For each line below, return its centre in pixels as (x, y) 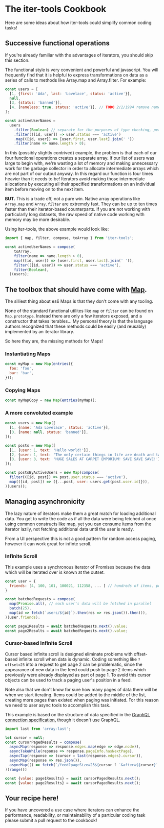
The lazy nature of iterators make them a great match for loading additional (81, 513)
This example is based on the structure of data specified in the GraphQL (78, 714)
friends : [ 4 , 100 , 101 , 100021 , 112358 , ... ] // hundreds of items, (82, 586)
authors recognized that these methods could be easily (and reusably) (76, 326)
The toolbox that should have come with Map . (76, 289)
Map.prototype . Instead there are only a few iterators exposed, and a (74, 316)
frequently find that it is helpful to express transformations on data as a (76, 75)
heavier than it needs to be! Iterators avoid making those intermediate (75, 179)
